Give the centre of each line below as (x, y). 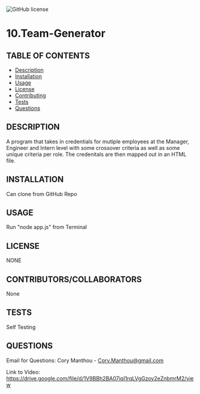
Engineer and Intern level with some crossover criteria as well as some (93, 148)
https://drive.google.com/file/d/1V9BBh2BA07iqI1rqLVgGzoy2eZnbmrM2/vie (100, 378)
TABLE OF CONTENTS (48, 55)
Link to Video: (23, 372)
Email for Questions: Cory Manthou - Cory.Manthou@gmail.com (85, 360)
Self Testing (21, 327)
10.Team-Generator (56, 34)
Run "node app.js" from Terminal (47, 227)
